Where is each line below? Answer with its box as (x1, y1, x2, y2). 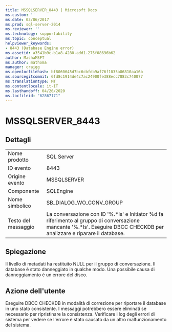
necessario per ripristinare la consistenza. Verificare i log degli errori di (5, 311, 155, 317)
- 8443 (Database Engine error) (5, 46, 74, 51)
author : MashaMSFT (5, 55, 45, 60)
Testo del (8, 217, 30, 224)
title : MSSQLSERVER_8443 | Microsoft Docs (5, 7, 97, 13)
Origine (8, 173, 26, 180)
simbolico (8, 203, 32, 210)
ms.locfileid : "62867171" (5, 93, 60, 98)
